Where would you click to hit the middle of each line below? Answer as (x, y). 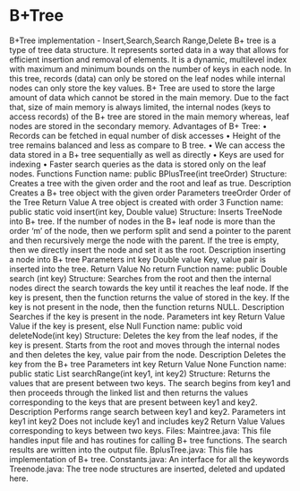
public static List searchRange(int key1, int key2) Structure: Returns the (140, 374)
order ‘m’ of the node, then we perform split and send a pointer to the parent (150, 230)
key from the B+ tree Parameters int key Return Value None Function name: (148, 364)
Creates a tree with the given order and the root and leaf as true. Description (150, 183)
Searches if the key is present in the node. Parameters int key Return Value (147, 316)
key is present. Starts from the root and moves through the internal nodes (145, 345)
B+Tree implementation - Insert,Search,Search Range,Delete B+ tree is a (143, 40)
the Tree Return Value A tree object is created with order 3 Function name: (146, 202)
